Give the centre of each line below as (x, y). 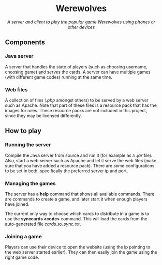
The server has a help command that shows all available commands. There (80, 194)
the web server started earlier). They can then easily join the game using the (81, 252)
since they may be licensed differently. (44, 116)
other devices (81, 27)
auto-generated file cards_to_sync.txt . (43, 224)
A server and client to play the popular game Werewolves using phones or (81, 22)
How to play (23, 131)
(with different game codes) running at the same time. (59, 77)
